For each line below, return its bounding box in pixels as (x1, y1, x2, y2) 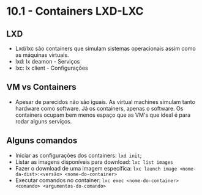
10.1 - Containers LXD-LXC (6, 4, 144, 18)
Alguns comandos (6, 136, 78, 146)
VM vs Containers (6, 82, 77, 92)
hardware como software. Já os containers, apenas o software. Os (15, 105, 184, 112)
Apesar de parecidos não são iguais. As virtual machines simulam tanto (15, 98, 196, 105)
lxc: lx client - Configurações (15, 64, 88, 72)
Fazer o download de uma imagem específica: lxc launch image (15, 164, 178, 172)
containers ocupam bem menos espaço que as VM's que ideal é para (15, 111, 191, 119)
